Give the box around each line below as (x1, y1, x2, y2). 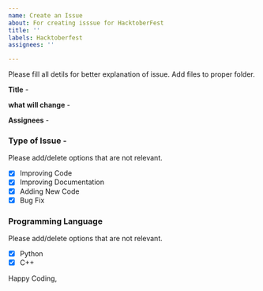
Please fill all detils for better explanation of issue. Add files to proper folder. (8, 70, 255, 79)
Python (19, 248, 43, 258)
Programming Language (8, 215, 103, 226)
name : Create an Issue (8, 11, 83, 20)
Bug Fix (19, 195, 45, 205)
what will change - (8, 100, 71, 110)
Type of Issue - (8, 135, 67, 146)
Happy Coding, (8, 274, 58, 283)
